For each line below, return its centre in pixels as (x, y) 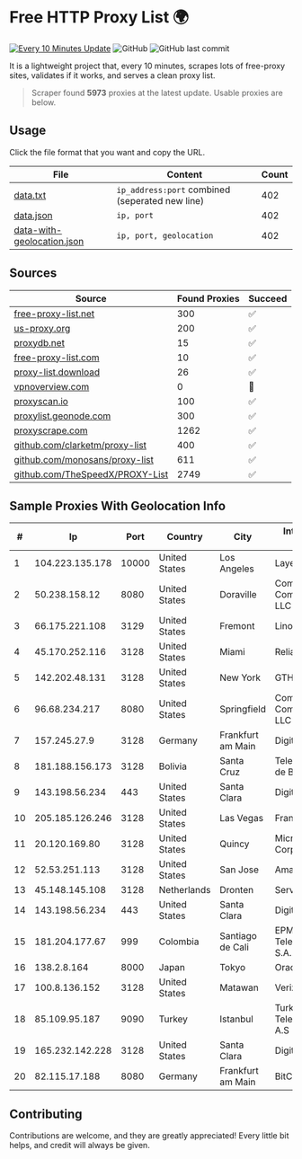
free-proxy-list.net (54, 314)
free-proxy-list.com (57, 358)
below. (44, 102)
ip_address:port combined (173, 190)
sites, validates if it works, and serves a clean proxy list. (112, 75)
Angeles (237, 569)
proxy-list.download (57, 372)
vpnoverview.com (52, 386)
